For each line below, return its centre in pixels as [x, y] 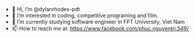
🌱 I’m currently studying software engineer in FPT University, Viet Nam [98, 22]
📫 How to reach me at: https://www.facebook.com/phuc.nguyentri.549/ [100, 28]
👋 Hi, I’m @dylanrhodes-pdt [46, 9]
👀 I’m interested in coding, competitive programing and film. [85, 15]
